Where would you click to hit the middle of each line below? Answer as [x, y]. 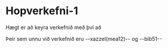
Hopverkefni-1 [42, 11]
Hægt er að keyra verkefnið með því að [54, 27]
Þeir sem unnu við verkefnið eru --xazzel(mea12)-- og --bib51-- [84, 39]
